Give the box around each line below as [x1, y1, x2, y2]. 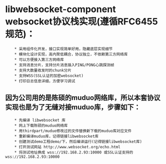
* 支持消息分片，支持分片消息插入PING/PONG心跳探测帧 [14, 62, 115, 68]
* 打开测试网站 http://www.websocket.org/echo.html [14, 144, 121, 149]
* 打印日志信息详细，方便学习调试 [14, 78, 76, 84]
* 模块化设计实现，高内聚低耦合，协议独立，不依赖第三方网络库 [14, 51, 128, 57]
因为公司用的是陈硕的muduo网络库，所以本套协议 [5, 93, 160, 102]
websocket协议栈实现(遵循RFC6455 [5, 16, 158, 27]
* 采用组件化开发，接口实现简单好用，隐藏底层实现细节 [14, 46, 113, 51]
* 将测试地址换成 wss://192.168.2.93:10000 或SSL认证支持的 [14, 150, 134, 155]
